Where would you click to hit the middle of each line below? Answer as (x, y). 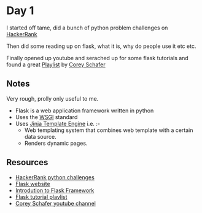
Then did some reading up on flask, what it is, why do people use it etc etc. (101, 46)
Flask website (33, 184)
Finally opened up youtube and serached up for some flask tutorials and (97, 58)
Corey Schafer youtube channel (56, 203)
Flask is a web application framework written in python (84, 110)
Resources (27, 162)
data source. (40, 136)
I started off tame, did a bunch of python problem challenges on (87, 28)
